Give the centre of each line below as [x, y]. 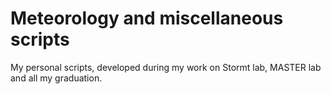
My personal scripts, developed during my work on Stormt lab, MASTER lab [166, 67]
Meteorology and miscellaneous [147, 18]
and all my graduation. [56, 78]
